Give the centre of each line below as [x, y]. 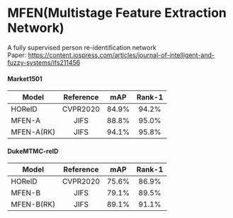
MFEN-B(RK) [33, 205]
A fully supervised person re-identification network [82, 47]
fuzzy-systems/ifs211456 [44, 62]
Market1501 [25, 78]
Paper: [17, 55]
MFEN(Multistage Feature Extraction [117, 13]
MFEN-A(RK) [33, 132]
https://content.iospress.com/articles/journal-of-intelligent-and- [121, 55]
